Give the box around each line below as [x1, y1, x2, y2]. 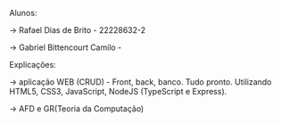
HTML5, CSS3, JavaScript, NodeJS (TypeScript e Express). [9, 86, 227, 96]
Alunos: [9, 8, 37, 18]
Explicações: [9, 60, 56, 70]
